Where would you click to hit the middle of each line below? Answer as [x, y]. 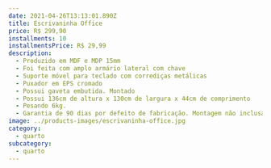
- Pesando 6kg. [41, 106]
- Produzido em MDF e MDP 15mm [68, 61]
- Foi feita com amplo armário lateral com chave [100, 69]
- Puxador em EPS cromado [59, 83]
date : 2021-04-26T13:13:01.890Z [63, 16]
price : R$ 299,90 [38, 31]
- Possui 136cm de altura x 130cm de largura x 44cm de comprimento [133, 99]
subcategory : [30, 143]
